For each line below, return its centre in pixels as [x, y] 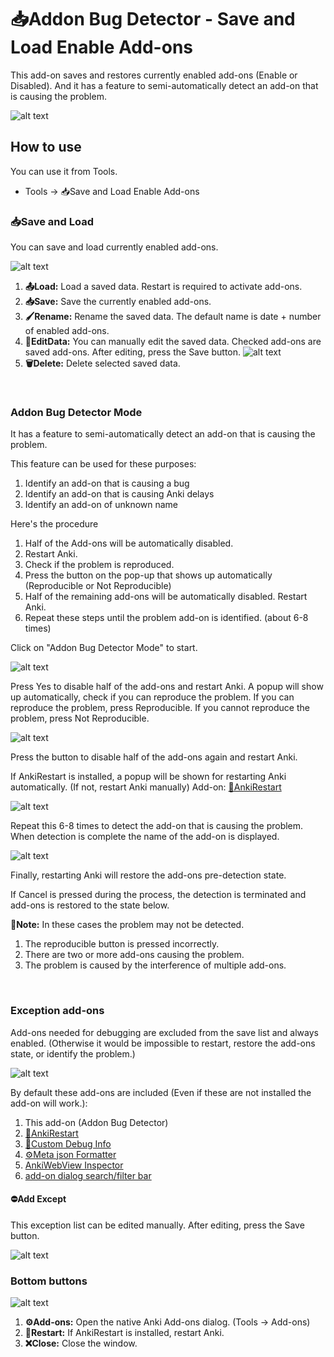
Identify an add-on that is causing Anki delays [119, 494]
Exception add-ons [57, 1011]
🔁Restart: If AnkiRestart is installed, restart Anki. [124, 1333]
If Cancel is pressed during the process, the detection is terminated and [158, 895]
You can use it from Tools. [64, 171]
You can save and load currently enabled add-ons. [114, 247]
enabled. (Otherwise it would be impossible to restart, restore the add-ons [163, 1043]
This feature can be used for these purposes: [103, 464]
